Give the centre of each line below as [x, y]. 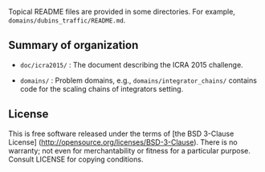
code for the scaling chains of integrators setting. [102, 88]
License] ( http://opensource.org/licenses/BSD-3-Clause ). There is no [123, 142]
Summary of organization [73, 45]
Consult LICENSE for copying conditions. [76, 159]
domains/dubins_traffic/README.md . [67, 20]
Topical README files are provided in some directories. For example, [122, 12]
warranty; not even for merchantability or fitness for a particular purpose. [130, 150]
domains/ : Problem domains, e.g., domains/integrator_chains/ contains [138, 80]
